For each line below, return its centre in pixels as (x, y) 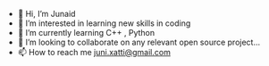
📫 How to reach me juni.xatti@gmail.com (94, 52)
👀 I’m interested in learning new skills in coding (104, 23)
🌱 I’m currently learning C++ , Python (86, 33)
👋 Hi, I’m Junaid (46, 14)
